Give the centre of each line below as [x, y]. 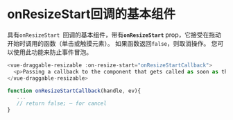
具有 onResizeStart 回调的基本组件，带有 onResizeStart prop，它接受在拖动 [114, 35]
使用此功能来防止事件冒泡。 [52, 52]
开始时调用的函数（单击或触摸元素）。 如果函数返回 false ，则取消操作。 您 [112, 43]
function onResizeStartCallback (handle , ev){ [74, 91]
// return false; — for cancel [62, 104]
